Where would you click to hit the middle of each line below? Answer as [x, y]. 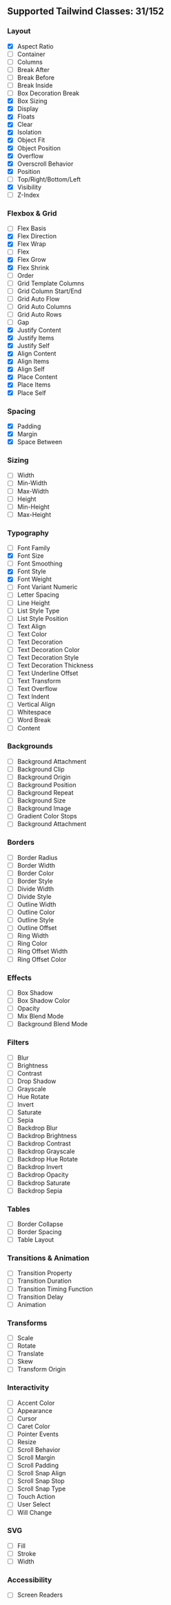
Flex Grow [31, 260]
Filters [18, 1042]
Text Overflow [37, 689]
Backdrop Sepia [40, 1191]
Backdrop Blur [37, 1128]
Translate [30, 1353]
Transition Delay [40, 1297]
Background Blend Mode [52, 1024]
